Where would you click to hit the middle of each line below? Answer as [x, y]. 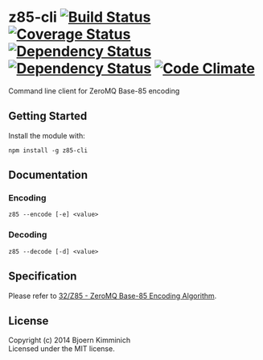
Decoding [28, 235]
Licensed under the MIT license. [62, 349]
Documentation [48, 175]
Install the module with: [47, 135]
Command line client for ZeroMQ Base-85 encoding [94, 91]
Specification [43, 277]
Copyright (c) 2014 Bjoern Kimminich [70, 340]
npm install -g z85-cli [48, 150]
